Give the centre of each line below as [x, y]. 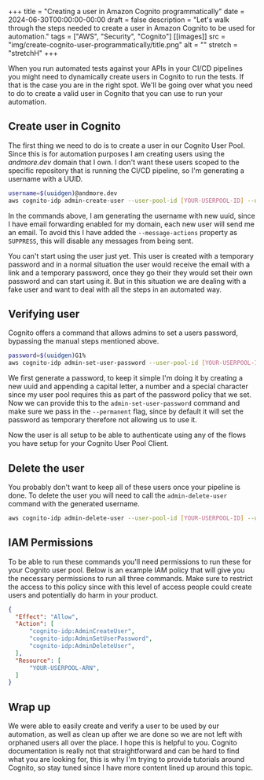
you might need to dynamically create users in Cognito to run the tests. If [126, 77]
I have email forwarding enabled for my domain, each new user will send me [132, 224]
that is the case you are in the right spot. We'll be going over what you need [130, 85]
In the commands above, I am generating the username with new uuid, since [132, 215]
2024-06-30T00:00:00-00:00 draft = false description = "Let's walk [119, 20]
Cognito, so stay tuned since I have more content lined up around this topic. [131, 768]
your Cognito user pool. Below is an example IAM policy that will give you [126, 570]
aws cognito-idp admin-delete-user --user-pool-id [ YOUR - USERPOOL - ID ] [126, 518]
